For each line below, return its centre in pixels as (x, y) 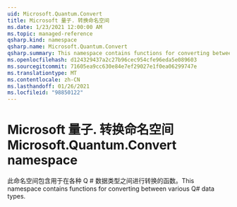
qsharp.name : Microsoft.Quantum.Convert (68, 47)
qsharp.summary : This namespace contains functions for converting (109, 54)
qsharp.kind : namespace (42, 40)
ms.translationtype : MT (42, 73)
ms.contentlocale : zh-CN (44, 79)
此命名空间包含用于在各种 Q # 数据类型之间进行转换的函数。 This (101, 181)
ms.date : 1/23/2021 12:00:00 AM (55, 27)
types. (17, 196)
